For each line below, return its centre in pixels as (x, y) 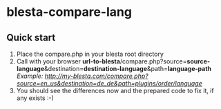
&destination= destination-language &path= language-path (128, 69)
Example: (30, 76)
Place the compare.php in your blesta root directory (90, 54)
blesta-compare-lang (69, 12)
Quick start (31, 38)
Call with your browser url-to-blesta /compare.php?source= (102, 61)
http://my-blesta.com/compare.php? (97, 76)
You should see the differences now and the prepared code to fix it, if (115, 91)
